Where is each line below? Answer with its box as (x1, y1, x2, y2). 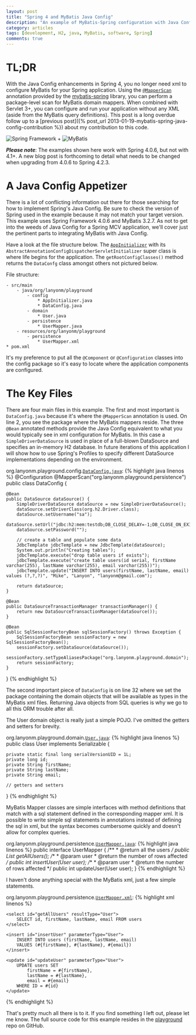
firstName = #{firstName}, (27, 967, 93, 974)
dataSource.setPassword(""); (16, 527, 87, 533)
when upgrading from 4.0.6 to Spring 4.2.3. (6, 158, 110, 165)
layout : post (6, 8, 38, 15)
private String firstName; (6, 761, 72, 768)
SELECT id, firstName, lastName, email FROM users (16, 916, 142, 922)
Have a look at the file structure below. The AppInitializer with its (6, 241, 166, 248)
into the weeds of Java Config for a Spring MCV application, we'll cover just (6, 223, 188, 230)
